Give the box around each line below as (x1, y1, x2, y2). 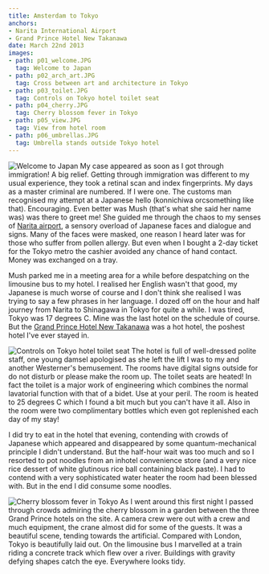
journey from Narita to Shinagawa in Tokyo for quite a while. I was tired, (8, 305, 245, 314)
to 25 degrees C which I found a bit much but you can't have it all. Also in (8, 397, 251, 407)
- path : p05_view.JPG (8, 117, 81, 125)
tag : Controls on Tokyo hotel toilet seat (15, 94, 160, 102)
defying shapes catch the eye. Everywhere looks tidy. (8, 556, 186, 566)
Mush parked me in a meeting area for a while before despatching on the (8, 270, 250, 280)
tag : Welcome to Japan (15, 64, 92, 72)
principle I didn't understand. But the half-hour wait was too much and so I (8, 447, 255, 457)
